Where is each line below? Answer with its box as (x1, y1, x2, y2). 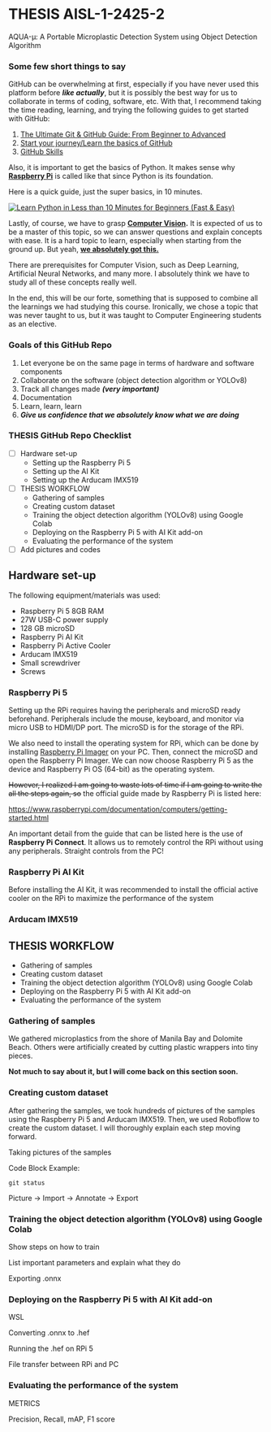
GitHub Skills (19, 147, 63, 157)
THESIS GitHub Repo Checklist (8, 430, 131, 442)
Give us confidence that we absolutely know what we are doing (19, 410, 239, 420)
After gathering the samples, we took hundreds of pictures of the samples (8, 1105, 256, 1115)
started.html (8, 813, 49, 823)
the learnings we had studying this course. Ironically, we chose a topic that (8, 302, 259, 311)
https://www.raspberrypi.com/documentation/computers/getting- (8, 804, 228, 814)
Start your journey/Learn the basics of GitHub (19, 138, 173, 148)
